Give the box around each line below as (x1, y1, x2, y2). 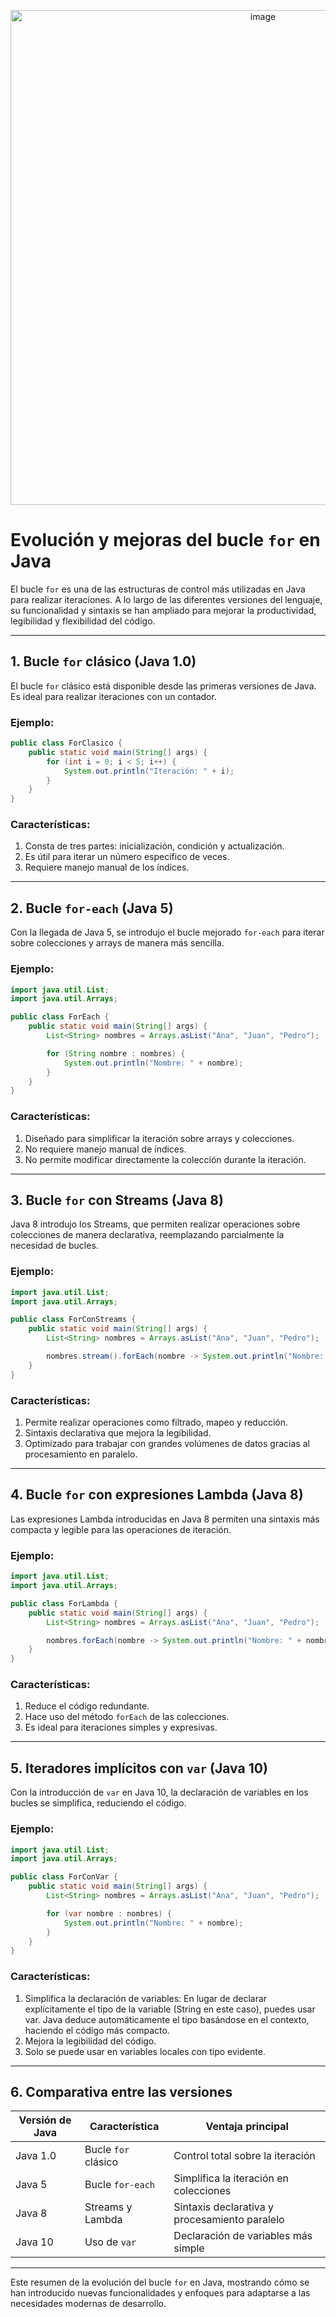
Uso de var (84, 2235, 137, 2249)
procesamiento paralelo (173, 2213, 285, 2227)
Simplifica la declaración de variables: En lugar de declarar (24, 1992, 268, 2004)
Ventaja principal (205, 2120, 289, 2134)
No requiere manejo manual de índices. (24, 1143, 187, 1155)
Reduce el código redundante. (24, 1700, 150, 1712)
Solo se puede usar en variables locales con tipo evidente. (24, 2045, 266, 2057)
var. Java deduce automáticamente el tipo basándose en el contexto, (24, 2013, 310, 2025)
